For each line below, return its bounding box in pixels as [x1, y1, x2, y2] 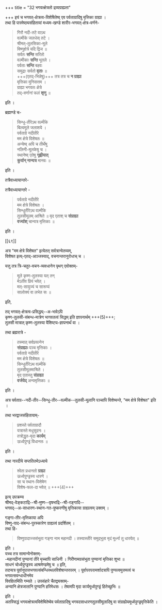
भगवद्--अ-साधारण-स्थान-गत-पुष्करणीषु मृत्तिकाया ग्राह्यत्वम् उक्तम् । [5, 505, 109, 511]
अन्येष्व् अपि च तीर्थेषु [16, 141, 48, 147]
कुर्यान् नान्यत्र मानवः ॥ [16, 157, 51, 163]
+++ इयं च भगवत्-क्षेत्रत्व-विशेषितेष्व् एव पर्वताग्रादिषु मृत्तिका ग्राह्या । [5, 15, 106, 20]
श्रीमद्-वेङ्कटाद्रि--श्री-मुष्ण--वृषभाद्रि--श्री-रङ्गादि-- [5, 500, 84, 505]
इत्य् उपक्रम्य [5, 494, 24, 500]
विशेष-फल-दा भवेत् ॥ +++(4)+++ [16, 484, 74, 490]
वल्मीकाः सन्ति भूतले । [16, 57, 51, 63]
